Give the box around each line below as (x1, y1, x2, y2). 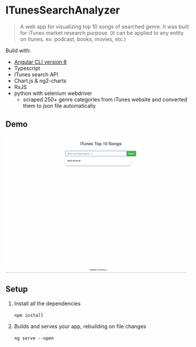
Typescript (14, 64, 41, 71)
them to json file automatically (22, 102, 96, 109)
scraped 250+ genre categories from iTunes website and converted (22, 95, 188, 103)
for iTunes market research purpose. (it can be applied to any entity (19, 29, 184, 36)
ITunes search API (14, 71, 58, 78)
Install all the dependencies (14, 300, 81, 307)
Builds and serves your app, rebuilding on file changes (14, 322, 147, 330)
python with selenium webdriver (14, 90, 92, 97)
